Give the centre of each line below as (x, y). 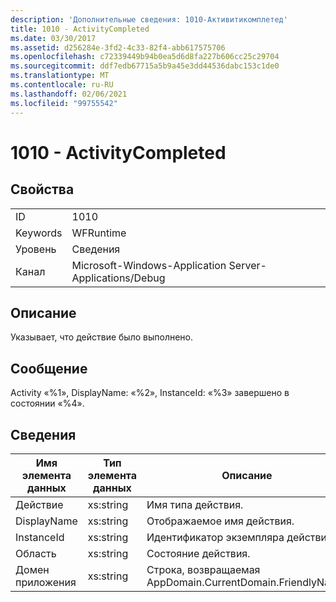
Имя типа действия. (195, 504)
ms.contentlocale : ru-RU (62, 85)
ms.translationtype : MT (60, 76)
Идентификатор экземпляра (215, 537)
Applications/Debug (118, 278)
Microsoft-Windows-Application (149, 265)
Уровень (36, 249)
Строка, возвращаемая (203, 569)
